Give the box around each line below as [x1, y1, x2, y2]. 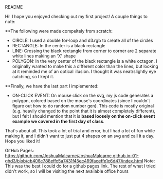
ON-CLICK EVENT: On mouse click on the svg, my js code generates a [12, 92, 154, 98]
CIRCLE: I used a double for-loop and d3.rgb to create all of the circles [12, 37, 153, 43]
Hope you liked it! [5, 138, 40, 144]
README [5, 4, 23, 10]
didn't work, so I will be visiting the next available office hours [5, 168, 129, 174]
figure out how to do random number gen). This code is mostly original [12, 103, 154, 108]
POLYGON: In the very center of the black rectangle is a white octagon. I [12, 58, 157, 64]
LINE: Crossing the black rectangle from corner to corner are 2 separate [12, 48, 157, 54]
